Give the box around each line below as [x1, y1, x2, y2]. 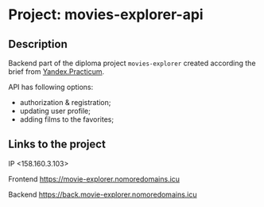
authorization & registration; [19, 98, 111, 107]
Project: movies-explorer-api [8, 6, 204, 24]
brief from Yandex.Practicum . [8, 67, 105, 76]
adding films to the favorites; [19, 115, 114, 124]
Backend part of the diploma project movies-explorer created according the [8, 58, 256, 68]
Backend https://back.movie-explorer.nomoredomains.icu [8, 189, 197, 199]
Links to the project [8, 138, 106, 151]
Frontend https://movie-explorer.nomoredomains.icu [8, 174, 181, 184]
